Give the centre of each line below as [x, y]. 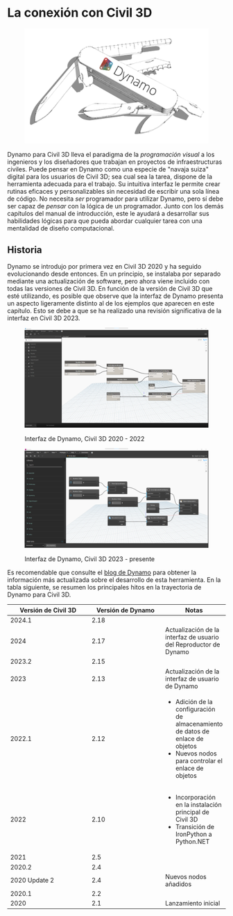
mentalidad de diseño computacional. [61, 228]
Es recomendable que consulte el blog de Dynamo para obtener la [102, 573]
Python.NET [193, 842]
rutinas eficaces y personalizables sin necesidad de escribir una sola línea [113, 191]
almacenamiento [199, 724]
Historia [25, 250]
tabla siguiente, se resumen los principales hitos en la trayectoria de [104, 588]
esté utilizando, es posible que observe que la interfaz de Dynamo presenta [115, 296]
